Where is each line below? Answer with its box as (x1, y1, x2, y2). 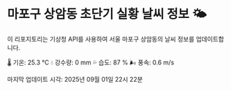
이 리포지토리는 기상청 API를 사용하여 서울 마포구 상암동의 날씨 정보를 (7, 35, 195, 43)
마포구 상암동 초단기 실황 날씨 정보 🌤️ (7, 6, 207, 22)
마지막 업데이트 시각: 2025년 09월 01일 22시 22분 (7, 75, 144, 83)
